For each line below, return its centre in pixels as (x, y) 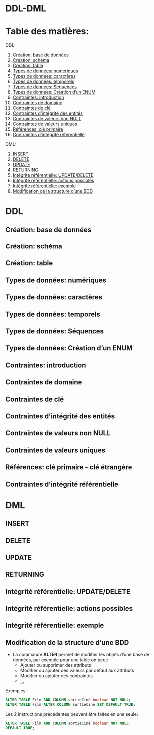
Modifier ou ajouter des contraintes (56, 676)
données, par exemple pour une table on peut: (61, 660)
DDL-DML (26, 9)
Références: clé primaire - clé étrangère (69, 467)
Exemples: (16, 691)
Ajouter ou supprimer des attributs (56, 665)
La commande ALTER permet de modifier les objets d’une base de (81, 655)
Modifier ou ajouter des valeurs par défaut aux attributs (77, 670)
